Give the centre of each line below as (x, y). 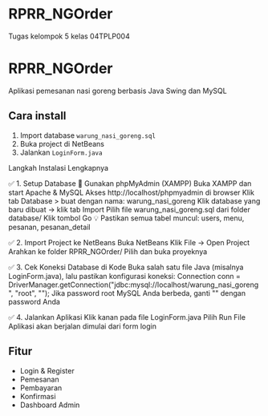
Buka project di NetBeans (62, 143)
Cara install (37, 116)
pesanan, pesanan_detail (49, 227)
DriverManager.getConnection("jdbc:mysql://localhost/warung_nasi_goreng (134, 285)
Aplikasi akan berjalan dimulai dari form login (82, 326)
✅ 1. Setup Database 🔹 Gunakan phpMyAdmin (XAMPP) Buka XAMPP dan (130, 183)
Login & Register (47, 370)
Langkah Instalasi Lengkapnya (59, 168)
